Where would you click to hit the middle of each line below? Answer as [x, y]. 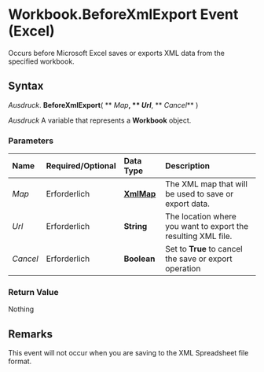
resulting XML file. [198, 236]
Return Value [33, 292]
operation [183, 269]
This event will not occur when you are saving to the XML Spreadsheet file [128, 353]
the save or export [199, 259]
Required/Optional [81, 166]
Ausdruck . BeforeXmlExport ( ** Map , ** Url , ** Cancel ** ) [103, 105]
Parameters [31, 141]
